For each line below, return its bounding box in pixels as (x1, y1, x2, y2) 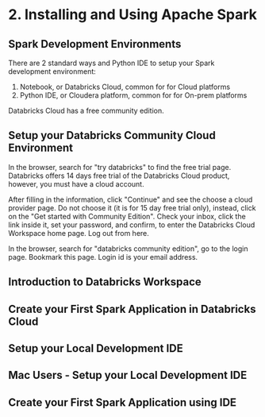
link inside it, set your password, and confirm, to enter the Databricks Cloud (8, 220, 255, 230)
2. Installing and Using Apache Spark (8, 6, 258, 24)
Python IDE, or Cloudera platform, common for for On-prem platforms (19, 91, 248, 100)
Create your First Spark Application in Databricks (8, 302, 256, 315)
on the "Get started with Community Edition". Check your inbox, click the (8, 211, 246, 221)
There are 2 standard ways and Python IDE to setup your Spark (8, 58, 215, 68)
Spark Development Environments (8, 37, 182, 51)
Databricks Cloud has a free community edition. (8, 106, 164, 115)
